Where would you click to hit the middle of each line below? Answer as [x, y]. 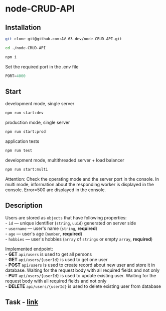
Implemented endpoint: [29, 249]
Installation [23, 27]
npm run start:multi [27, 169]
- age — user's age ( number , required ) [44, 234]
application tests [22, 141]
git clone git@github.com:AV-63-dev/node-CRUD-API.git [64, 39]
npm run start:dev [24, 113]
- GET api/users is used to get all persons [49, 254]
